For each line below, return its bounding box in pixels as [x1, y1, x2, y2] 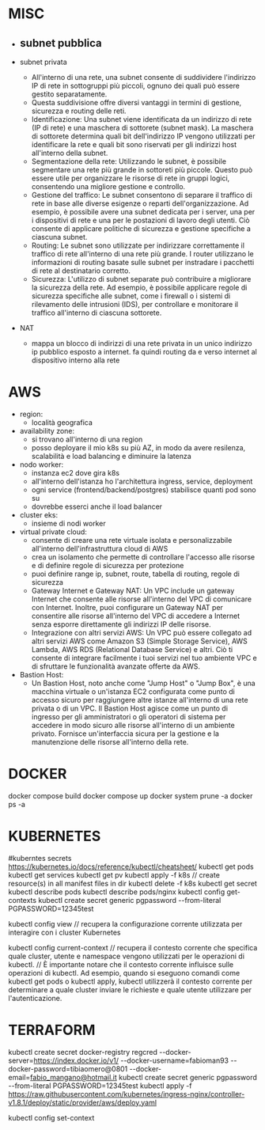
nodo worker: [19, 460, 64, 469]
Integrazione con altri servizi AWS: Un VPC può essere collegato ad [31, 628, 252, 637]
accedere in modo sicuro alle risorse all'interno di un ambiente [31, 720, 235, 730]
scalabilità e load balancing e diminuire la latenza [31, 451, 191, 461]
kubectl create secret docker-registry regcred [8, 1047, 158, 1056]
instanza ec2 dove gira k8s [31, 468, 120, 477]
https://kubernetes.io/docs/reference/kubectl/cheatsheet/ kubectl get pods [8, 862, 255, 871]
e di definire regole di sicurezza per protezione [31, 560, 184, 570]
